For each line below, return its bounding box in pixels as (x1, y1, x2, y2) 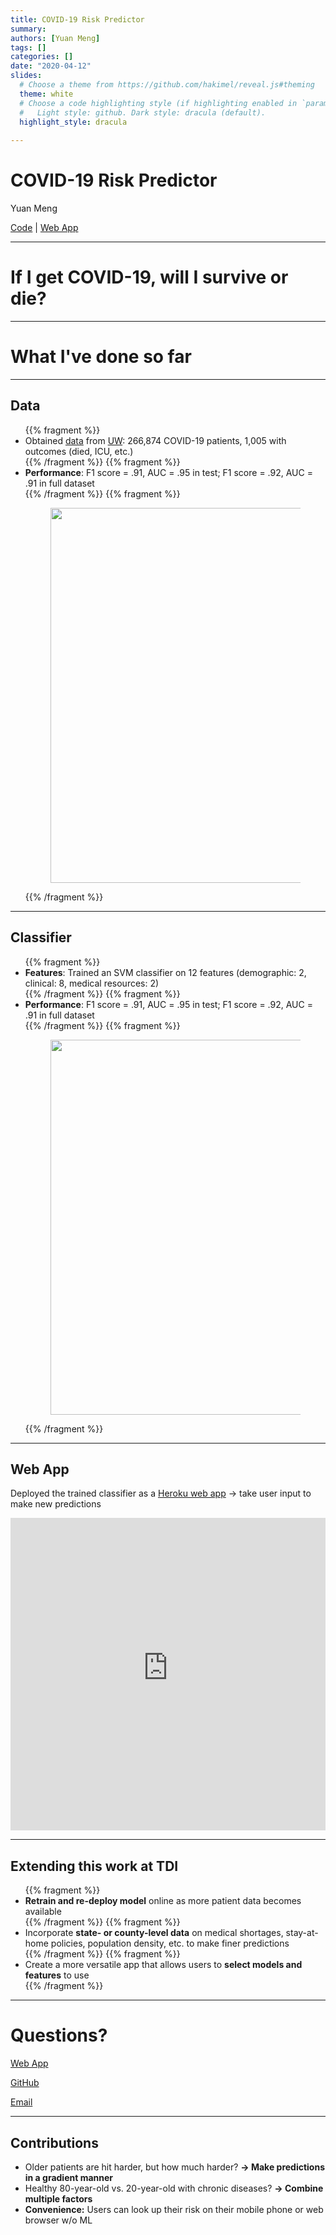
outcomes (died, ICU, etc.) (24, 445, 134, 457)
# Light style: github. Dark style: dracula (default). (19, 107, 267, 118)
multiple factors (24, 2192, 93, 2205)
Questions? (10, 2024, 108, 2047)
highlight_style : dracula (19, 117, 128, 127)
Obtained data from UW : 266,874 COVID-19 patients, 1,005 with (24, 434, 287, 446)
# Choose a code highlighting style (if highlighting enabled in (19, 98, 298, 108)
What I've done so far (10, 346, 192, 368)
